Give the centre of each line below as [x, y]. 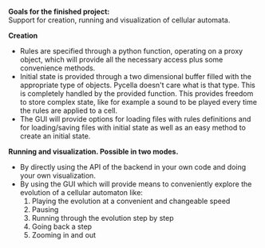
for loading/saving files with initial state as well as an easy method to [132, 128]
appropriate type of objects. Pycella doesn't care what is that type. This [137, 85]
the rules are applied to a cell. [69, 110]
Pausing [45, 210]
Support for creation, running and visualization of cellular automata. [119, 20]
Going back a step [62, 226]
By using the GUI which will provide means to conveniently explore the [136, 184]
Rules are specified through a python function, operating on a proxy [131, 51]
